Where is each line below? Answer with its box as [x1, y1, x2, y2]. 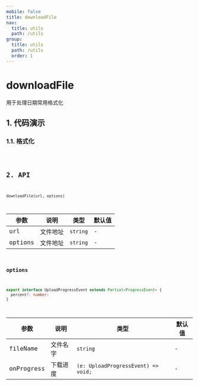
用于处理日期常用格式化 [6, 99, 63, 106]
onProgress [9, 365, 46, 373]
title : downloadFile [6, 14, 57, 20]
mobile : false [6, 8, 41, 15]
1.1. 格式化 [6, 137, 35, 145]
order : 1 [11, 53, 33, 59]
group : [6, 36, 23, 42]
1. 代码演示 [6, 118, 46, 128]
